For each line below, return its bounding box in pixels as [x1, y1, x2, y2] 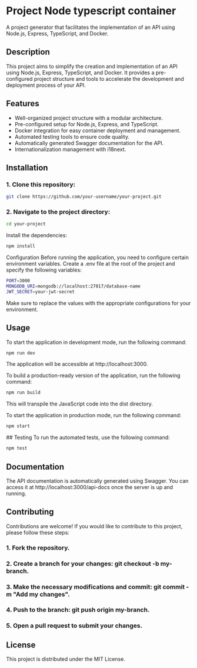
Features [6, 99, 39, 109]
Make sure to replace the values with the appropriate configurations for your [6, 299, 191, 306]
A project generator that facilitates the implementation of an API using [6, 24, 175, 31]
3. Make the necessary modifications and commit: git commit [6, 582, 185, 591]
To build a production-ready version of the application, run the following [6, 372, 181, 379]
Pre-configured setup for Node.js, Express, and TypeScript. [14, 120, 159, 127]
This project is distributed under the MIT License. [6, 656, 125, 663]
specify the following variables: [6, 267, 82, 274]
